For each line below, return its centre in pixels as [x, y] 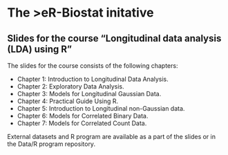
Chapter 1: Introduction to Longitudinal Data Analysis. [93, 79]
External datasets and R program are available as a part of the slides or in [112, 137]
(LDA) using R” [40, 49]
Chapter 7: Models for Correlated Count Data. [82, 123]
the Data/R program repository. [51, 144]
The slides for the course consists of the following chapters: [93, 66]
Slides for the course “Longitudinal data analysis [114, 38]
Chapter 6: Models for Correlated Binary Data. [83, 116]
